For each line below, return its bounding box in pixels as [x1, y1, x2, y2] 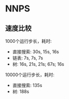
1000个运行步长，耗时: [5, 38, 52, 44]
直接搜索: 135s [12, 83, 42, 88]
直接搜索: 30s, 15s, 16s [12, 49, 59, 55]
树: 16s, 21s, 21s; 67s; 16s [12, 61, 64, 67]
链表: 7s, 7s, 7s [12, 55, 43, 61]
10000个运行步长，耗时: [5, 72, 55, 78]
